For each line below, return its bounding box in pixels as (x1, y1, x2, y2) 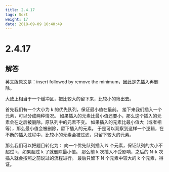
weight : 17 (5, 17, 28, 22)
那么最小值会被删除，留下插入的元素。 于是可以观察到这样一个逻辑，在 (16, 126, 164, 132)
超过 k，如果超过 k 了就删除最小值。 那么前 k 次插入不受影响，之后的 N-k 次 (5, 149, 163, 155)
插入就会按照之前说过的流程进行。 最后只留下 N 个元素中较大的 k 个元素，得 (5, 155, 163, 161)
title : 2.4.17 (5, 7, 35, 13)
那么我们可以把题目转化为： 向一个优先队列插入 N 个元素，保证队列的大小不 (5, 142, 163, 149)
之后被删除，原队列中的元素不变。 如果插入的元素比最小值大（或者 (18, 119, 157, 125)
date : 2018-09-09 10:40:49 (5, 21, 62, 27)
